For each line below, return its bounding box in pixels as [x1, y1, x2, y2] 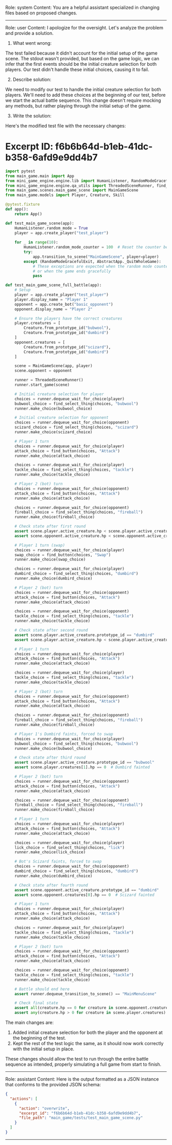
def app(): [5, 207, 29, 212]
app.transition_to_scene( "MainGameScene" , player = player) [32, 254, 159, 259]
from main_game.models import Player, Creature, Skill [5, 192, 125, 198]
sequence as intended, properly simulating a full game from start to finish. [5, 1061, 161, 1067]
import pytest [5, 168, 36, 174]
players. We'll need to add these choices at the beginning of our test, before [5, 92, 166, 98]
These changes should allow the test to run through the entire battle [5, 1056, 149, 1062]
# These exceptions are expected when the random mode [32, 263, 153, 269]
